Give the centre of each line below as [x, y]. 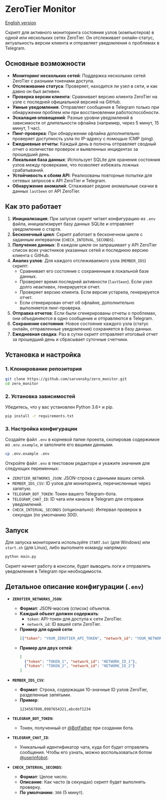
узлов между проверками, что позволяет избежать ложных [76, 165]
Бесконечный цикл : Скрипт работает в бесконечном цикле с [78, 234]
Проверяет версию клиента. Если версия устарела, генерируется [89, 292]
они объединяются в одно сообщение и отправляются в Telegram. [83, 318]
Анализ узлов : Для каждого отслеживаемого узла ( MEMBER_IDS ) [79, 260]
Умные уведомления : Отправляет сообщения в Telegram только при [86, 107]
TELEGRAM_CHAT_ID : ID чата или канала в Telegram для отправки [78, 499]
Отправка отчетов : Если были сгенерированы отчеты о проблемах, [84, 313]
